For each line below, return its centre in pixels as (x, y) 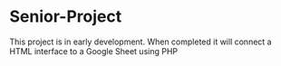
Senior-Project (66, 17)
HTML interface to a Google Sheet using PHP (94, 51)
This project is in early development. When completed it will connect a (140, 42)
